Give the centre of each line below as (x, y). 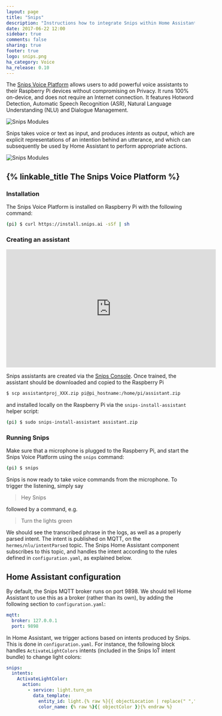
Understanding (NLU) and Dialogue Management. (67, 110)
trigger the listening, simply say (45, 486)
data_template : (51, 696)
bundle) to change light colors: (44, 657)
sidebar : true (24, 34)
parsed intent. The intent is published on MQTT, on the (74, 539)
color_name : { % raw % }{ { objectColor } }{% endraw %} (105, 707)
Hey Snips (34, 498)
